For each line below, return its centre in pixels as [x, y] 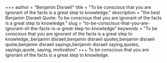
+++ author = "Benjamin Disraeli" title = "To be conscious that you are [78, 7]
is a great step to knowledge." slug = [44, 23]
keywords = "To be [138, 28]
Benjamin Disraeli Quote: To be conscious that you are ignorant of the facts [83, 18]
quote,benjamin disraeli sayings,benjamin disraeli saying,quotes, [72, 44]
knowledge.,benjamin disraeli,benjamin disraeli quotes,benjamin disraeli [80, 39]
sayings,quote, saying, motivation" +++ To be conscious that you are [77, 50]
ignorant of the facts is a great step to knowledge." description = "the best [83, 12]
